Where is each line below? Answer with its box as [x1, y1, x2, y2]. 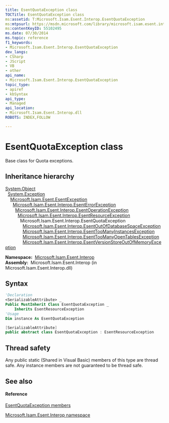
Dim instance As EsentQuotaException [5, 316, 84, 321]
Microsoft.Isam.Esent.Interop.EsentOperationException [15, 207, 129, 213]
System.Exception [7, 191, 45, 197]
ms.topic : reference [5, 36, 49, 41]
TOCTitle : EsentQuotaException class [5, 12, 84, 17]
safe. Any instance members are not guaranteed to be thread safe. [5, 363, 143, 369]
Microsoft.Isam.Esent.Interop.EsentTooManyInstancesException [22, 228, 155, 234]
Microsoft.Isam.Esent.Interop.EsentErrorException [12, 202, 116, 208]
